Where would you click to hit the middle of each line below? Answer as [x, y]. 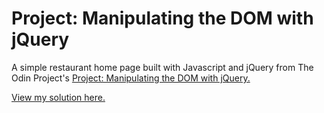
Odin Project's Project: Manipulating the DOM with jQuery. [131, 78]
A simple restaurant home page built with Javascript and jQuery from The [162, 67]
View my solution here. [58, 97]
